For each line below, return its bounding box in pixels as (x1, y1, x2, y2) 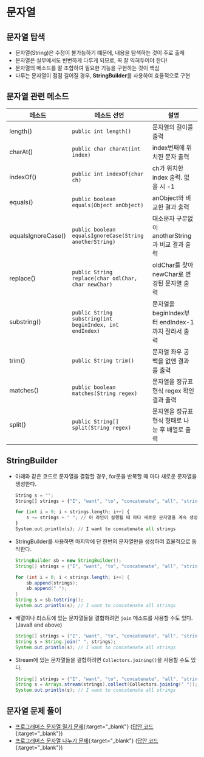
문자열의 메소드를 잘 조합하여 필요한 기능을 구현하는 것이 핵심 (15, 65, 160, 71)
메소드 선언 (93, 111, 124, 119)
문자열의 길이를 (152, 123, 194, 131)
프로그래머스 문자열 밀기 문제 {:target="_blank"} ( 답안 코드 (15, 723, 154, 730)
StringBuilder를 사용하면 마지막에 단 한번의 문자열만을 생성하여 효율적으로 (15, 538, 191, 545)
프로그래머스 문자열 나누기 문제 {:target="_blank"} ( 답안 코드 (15, 737, 159, 744)
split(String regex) (72, 424, 132, 431)
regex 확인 (165, 386, 194, 395)
